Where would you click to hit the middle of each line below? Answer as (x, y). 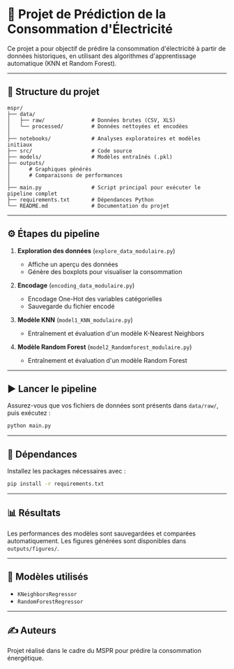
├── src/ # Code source (70, 151)
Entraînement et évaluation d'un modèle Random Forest (108, 360)
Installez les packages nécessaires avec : (67, 471)
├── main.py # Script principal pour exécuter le (104, 187)
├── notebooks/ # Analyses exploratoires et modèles (104, 138)
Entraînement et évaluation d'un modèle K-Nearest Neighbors (116, 333)
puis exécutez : (29, 413)
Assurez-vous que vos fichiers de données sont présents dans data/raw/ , (113, 405)
